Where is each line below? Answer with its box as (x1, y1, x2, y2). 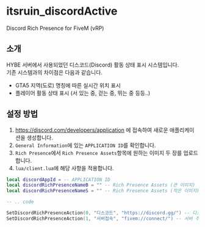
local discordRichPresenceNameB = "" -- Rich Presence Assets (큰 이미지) (6, 182, 195, 189)
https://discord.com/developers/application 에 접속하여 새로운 (15, 126, 169, 134)
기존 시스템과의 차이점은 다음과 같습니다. (6, 68, 103, 76)
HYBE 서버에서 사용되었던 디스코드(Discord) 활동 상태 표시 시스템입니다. (6, 61, 179, 68)
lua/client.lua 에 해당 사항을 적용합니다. (15, 164, 114, 171)
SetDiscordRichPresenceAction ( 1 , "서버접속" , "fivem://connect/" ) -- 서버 (6, 215, 193, 222)
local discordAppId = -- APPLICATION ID (6, 176, 111, 182)
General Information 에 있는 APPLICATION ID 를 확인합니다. (15, 142, 156, 149)
